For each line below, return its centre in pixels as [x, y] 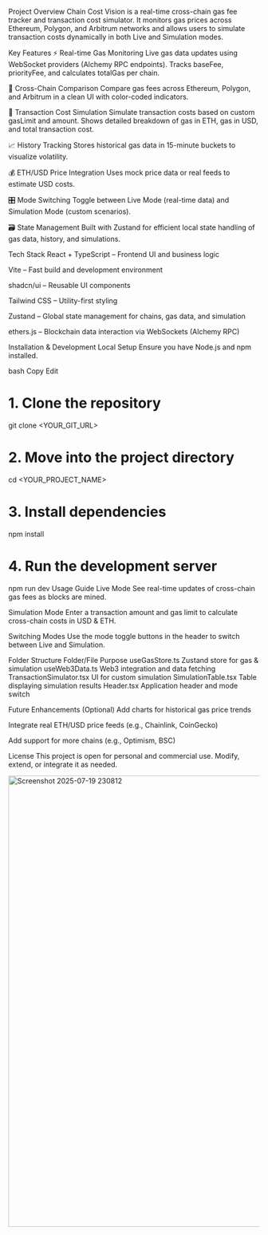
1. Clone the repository [85, 403]
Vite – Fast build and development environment [86, 270]
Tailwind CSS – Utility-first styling [63, 301]
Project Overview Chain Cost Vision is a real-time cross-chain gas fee [123, 12]
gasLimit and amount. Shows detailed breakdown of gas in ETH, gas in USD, [133, 120]
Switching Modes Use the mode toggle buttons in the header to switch [124, 636]
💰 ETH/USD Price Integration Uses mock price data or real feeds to [119, 172]
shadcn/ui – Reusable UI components [69, 285]
